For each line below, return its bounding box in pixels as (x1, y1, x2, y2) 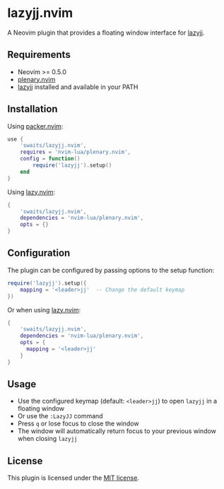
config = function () (20, 155, 81, 163)
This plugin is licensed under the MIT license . (7, 473, 140, 482)
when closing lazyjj (17, 435, 78, 443)
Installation (7, 103, 58, 115)
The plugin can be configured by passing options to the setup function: (7, 266, 215, 274)
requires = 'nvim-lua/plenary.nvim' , (20, 148, 131, 156)
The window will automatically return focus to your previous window (17, 427, 217, 435)
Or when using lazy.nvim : (7, 305, 81, 314)
